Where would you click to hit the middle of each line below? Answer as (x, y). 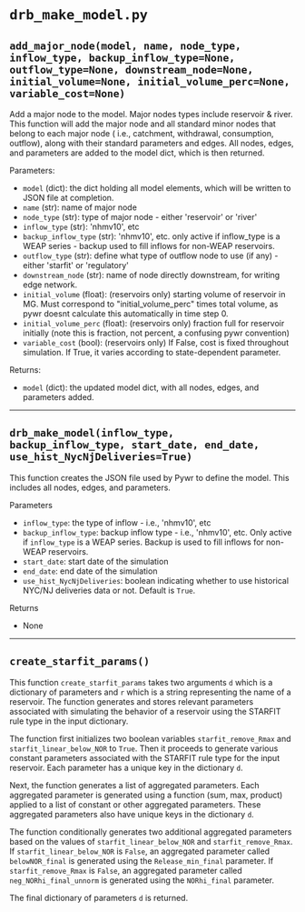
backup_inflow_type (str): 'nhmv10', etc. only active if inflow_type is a (151, 236)
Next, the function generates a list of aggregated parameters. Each (135, 785)
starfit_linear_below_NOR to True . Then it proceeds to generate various (144, 748)
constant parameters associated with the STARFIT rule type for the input (144, 757)
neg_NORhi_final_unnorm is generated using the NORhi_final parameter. (142, 880)
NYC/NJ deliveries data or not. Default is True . (109, 590)
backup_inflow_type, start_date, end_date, (135, 445)
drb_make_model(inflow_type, (92, 433)
